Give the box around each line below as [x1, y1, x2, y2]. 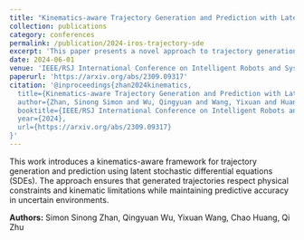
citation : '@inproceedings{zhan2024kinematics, [9, 81, 193, 90]
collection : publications [9, 22, 107, 31]
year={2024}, [17, 114, 67, 123]
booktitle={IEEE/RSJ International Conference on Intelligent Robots [17, 106, 285, 115]
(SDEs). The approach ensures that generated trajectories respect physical [9, 175, 290, 186]
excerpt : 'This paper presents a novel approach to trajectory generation [9, 47, 298, 56]
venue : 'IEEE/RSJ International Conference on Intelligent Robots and [9, 64, 281, 73]
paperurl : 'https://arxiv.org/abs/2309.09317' [9, 72, 188, 82]
